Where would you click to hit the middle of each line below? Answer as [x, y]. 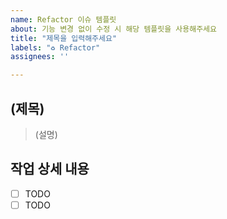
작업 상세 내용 [50, 169]
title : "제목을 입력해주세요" [64, 38]
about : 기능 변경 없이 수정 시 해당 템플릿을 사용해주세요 [113, 29]
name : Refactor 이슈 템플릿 [63, 19]
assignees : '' [40, 57]
